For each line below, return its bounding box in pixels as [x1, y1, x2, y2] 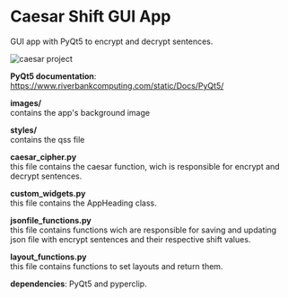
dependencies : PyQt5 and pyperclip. [10, 278, 147, 289]
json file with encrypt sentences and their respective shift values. [10, 233, 251, 244]
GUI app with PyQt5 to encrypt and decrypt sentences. [10, 36, 214, 47]
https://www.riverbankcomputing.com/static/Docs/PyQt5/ [10, 80, 224, 91]
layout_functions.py [10, 251, 87, 262]
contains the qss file [10, 134, 85, 145]
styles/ [10, 124, 38, 136]
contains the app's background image [10, 107, 151, 118]
